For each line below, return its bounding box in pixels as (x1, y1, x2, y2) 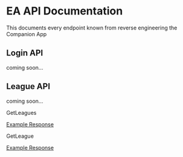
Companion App (6, 30, 47, 37)
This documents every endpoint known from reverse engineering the (6, 24, 178, 31)
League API (6, 81, 50, 91)
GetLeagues (6, 109, 37, 116)
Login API (6, 48, 43, 58)
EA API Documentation (6, 4, 123, 18)
